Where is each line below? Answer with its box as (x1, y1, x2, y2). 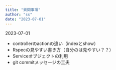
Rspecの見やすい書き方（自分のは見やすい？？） (12, 47, 114, 53)
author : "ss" (5, 12, 33, 17)
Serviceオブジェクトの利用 (12, 53, 68, 59)
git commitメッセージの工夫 (12, 59, 70, 65)
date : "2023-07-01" (5, 16, 46, 21)
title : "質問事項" (5, 7, 41, 12)
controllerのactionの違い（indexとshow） (12, 40, 99, 46)
